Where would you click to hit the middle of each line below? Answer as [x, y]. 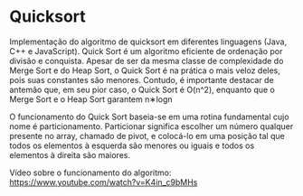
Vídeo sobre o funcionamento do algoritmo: [90, 173]
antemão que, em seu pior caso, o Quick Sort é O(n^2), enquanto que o [142, 89]
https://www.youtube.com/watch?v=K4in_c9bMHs [104, 182]
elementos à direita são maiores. [70, 154]
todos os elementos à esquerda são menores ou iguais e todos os [132, 145]
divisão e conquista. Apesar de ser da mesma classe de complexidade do [147, 61]
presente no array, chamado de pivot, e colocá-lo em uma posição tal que [147, 135]
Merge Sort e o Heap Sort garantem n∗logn [91, 99]
